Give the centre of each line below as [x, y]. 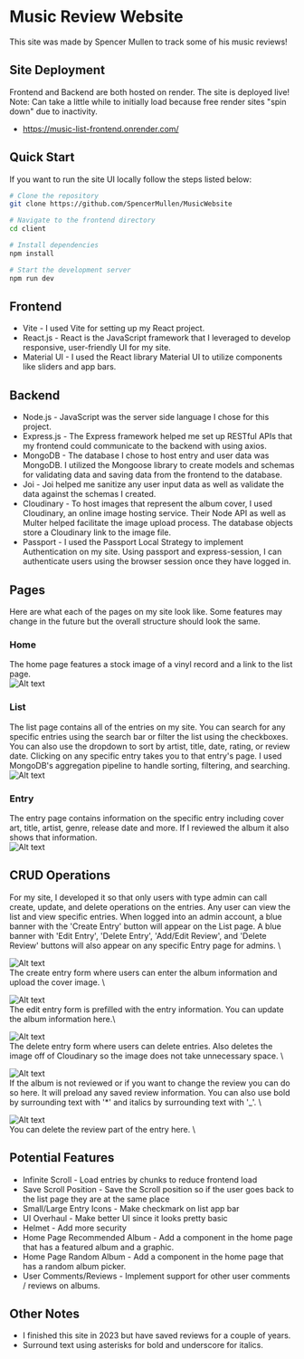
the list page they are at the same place [96, 1199]
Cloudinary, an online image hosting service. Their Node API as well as [154, 513]
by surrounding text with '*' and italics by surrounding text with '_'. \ [136, 1102]
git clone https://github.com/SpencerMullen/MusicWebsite [121, 204]
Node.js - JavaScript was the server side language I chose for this [146, 417]
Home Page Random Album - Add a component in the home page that [153, 1257]
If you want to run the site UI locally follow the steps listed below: [130, 179]
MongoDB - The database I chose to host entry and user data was [146, 455]
